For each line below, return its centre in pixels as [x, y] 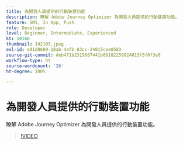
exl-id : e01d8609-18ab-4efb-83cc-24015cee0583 [64, 50]
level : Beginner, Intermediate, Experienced [61, 33]
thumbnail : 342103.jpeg [35, 44]
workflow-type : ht [28, 60]
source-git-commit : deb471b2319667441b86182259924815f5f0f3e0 [83, 55]
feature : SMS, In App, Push [40, 22]
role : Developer [26, 28]
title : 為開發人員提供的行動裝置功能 [46, 11]
